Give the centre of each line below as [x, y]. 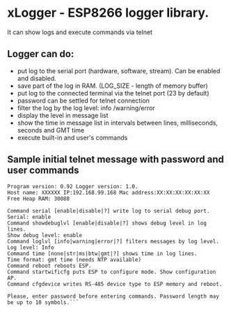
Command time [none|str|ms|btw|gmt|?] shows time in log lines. [102, 253]
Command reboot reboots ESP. [49, 266]
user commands [43, 170]
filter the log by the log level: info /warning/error [86, 108]
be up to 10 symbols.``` [43, 302]
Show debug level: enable [45, 235]
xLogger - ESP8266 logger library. [108, 13]
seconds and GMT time [51, 130]
